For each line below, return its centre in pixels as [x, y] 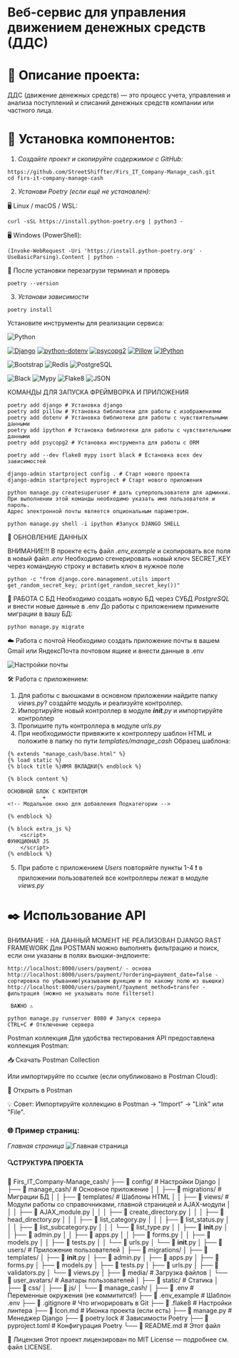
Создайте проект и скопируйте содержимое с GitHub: [100, 159]
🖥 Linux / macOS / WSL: [42, 206]
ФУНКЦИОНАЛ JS [29, 842]
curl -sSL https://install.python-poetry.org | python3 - [95, 222]
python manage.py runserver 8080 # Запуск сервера [84, 1018]
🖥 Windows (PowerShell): [45, 235]
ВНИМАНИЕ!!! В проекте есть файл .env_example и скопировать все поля [119, 551]
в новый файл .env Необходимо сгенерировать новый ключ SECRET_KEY [119, 559]
